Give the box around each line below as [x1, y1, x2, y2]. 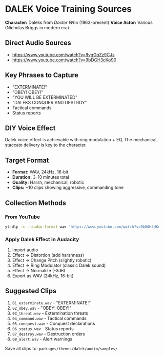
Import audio [12, 247, 38, 253]
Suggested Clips [5, 287, 57, 295]
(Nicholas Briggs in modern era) [5, 24, 69, 30]
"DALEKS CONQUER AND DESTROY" [12, 99, 87, 105]
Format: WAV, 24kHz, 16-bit [12, 169, 69, 175]
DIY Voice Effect [5, 124, 56, 132]
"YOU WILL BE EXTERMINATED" [12, 94, 78, 100]
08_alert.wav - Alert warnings [12, 336, 72, 342]
